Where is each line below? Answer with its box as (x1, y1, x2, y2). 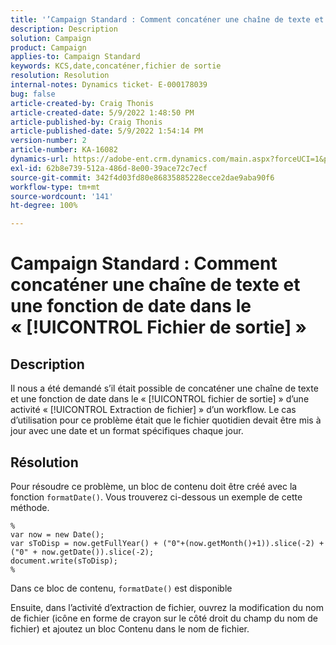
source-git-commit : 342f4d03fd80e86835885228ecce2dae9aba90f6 (10, 172, 275, 183)
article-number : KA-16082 (10, 145, 118, 155)
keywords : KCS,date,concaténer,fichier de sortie (10, 61, 222, 71)
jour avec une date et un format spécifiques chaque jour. (10, 425, 244, 437)
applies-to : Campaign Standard (10, 52, 141, 62)
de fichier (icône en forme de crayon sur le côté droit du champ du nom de (10, 612, 319, 624)
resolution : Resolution (10, 71, 110, 81)
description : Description (10, 24, 118, 34)
